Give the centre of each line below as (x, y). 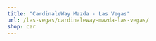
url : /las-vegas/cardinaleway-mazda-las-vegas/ (78, 20)
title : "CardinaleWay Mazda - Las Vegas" (69, 14)
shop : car (22, 26)
